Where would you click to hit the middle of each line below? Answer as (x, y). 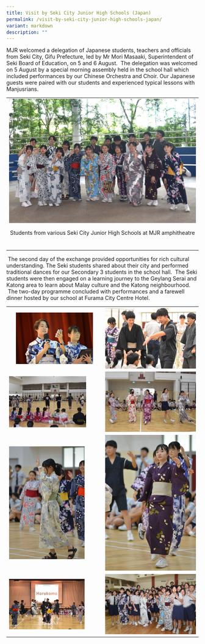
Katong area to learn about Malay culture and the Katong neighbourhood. (99, 285)
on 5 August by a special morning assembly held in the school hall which (98, 70)
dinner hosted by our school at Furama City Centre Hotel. (78, 298)
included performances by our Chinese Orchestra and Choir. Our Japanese (101, 76)
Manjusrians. (23, 89)
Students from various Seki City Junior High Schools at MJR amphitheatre (103, 232)
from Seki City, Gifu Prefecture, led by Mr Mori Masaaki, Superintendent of (100, 57)
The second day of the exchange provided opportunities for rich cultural (99, 259)
